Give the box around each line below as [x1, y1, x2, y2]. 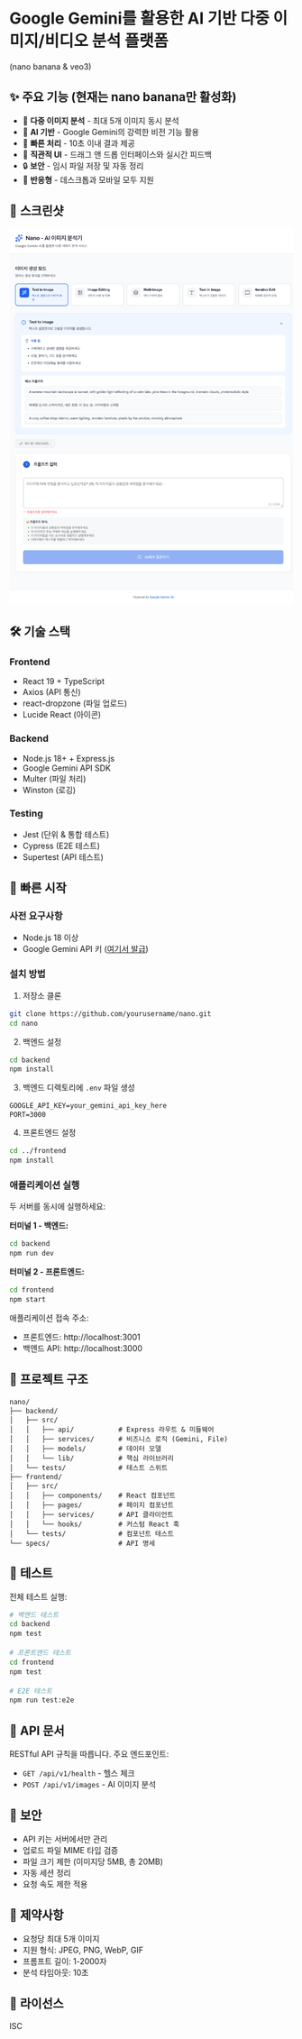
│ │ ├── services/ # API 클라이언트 [9, 1510, 174, 1519]
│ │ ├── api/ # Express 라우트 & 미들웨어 [9, 1425, 215, 1434]
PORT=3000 [9, 1111, 47, 1120]
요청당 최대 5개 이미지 [22, 1933, 100, 1943]
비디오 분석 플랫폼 [44, 31, 169, 51]
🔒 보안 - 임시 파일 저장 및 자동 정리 [22, 160, 144, 171]
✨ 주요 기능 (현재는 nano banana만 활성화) [9, 89, 237, 105]
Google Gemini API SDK [22, 763, 111, 773]
